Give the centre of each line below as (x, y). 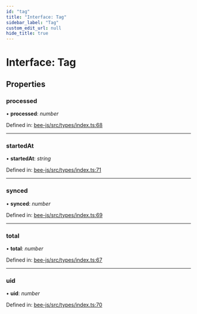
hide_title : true (27, 34)
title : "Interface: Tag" (36, 17)
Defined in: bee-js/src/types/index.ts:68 (54, 125)
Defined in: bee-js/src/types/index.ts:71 (54, 170)
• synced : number (28, 203)
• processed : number (32, 113)
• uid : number (23, 293)
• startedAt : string (28, 159)
